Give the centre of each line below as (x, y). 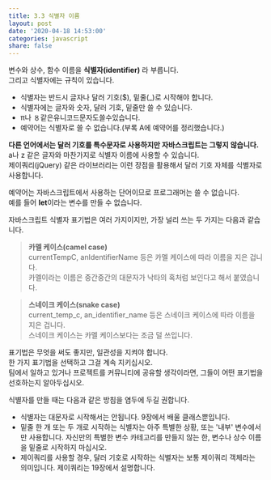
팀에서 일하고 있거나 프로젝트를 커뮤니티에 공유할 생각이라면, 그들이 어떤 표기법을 (136, 372)
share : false (30, 46)
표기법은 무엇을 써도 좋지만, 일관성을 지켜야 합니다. (88, 352)
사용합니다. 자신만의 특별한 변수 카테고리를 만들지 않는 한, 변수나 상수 (138, 437)
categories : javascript (49, 38)
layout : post (30, 23)
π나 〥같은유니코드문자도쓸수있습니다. (80, 117)
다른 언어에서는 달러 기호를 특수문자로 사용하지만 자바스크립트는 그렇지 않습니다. (133, 145)
